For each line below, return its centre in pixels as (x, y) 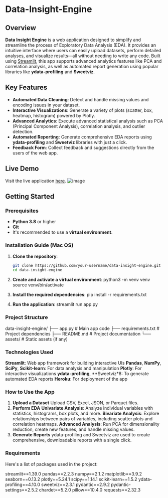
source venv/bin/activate (38, 285)
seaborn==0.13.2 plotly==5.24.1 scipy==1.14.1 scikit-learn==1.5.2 (71, 479)
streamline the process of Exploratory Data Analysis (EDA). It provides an (81, 45)
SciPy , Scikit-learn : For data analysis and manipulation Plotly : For (73, 368)
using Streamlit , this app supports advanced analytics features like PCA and (83, 61)
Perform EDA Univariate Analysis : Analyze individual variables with (82, 408)
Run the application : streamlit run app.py (55, 304)
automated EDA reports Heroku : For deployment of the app (66, 379)
